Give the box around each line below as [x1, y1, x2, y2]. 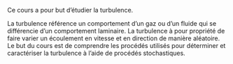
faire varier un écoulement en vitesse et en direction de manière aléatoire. [7, 34, 220, 42]
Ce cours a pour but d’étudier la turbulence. [7, 6, 134, 14]
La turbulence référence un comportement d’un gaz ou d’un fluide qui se [7, 19, 217, 27]
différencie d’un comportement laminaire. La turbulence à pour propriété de [7, 27, 225, 35]
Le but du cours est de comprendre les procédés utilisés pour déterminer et [7, 42, 226, 49]
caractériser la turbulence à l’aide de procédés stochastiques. [7, 49, 185, 57]
